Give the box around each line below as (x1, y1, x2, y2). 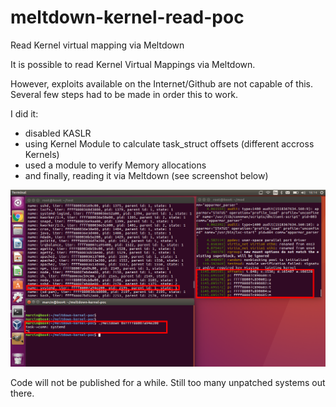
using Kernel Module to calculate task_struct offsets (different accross (24, 137, 315, 150)
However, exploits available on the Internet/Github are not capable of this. (10, 77, 314, 90)
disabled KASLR (24, 127, 92, 139)
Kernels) (24, 148, 60, 160)
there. (10, 387, 35, 399)
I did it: (10, 107, 39, 120)
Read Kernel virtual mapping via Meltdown (10, 39, 185, 51)
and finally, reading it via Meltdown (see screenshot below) (24, 169, 269, 181)
